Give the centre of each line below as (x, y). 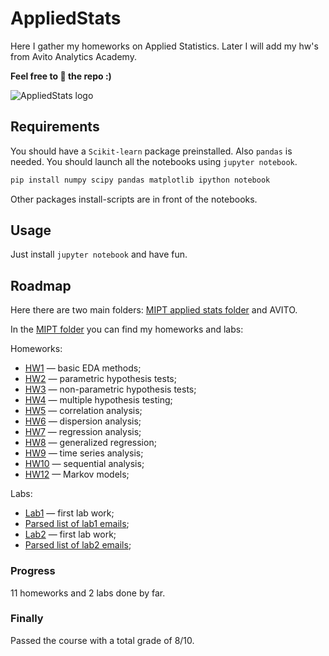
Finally (27, 619)
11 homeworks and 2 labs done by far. (88, 593)
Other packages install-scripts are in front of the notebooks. (134, 199)
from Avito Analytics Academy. (73, 56)
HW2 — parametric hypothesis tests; (100, 379)
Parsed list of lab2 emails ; (78, 545)
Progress (33, 571)
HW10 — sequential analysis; (84, 464)
